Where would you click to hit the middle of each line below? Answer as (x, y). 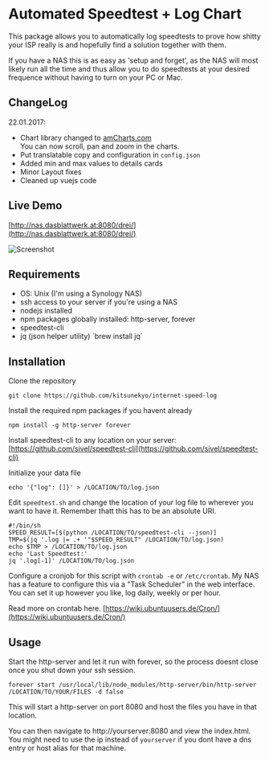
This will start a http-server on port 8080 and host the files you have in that (132, 707)
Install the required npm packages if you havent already (100, 411)
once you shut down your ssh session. (72, 670)
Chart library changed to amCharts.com (86, 137)
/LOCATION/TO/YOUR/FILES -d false (66, 692)
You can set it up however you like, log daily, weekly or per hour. (115, 593)
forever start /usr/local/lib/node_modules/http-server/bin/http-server (132, 685)
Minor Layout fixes (51, 172)
